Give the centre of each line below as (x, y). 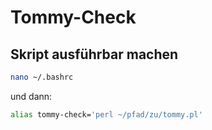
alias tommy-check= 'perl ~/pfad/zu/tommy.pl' (106, 114)
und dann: (31, 96)
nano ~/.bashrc (42, 77)
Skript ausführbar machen (94, 54)
